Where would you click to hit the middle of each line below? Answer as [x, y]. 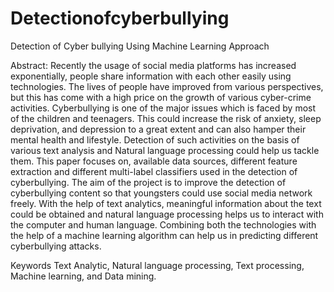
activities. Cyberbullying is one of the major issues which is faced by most [163, 108]
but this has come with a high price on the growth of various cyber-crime [161, 97]
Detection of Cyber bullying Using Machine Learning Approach [140, 46]
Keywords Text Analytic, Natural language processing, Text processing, [157, 265]
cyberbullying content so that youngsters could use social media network [161, 193]
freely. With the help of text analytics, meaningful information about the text [166, 203]
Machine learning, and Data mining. [83, 276]
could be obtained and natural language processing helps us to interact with [167, 214]
